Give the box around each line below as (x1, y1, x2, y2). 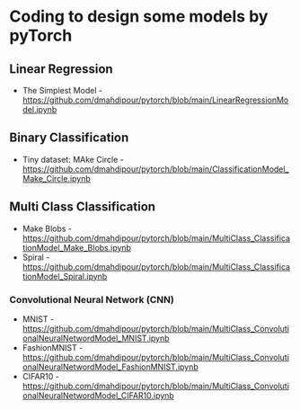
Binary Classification (9, 130, 129, 146)
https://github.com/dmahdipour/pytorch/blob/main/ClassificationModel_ (22, 164, 289, 174)
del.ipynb (22, 104, 57, 114)
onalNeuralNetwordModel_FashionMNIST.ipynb (22, 361, 199, 372)
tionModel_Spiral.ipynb (22, 271, 108, 281)
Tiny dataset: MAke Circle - (22, 154, 124, 165)
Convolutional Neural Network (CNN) (9, 293, 175, 306)
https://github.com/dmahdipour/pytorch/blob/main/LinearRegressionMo (22, 94, 289, 105)
